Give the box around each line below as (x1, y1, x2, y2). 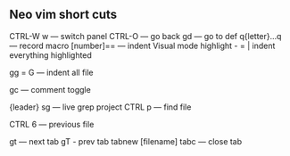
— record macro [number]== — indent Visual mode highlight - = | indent (9, 40, 276, 51)
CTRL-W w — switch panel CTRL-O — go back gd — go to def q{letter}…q (9, 30, 282, 41)
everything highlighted (9, 49, 92, 61)
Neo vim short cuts (9, 7, 118, 22)
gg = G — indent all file (9, 67, 94, 78)
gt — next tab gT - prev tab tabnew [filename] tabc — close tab (9, 135, 243, 146)
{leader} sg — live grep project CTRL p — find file (9, 102, 192, 112)
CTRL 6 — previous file (9, 119, 95, 129)
